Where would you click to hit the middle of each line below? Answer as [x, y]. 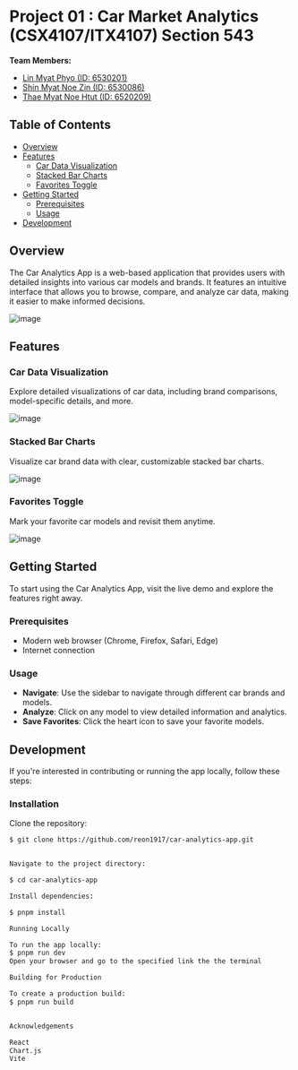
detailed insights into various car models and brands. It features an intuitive [148, 282]
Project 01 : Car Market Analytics [134, 17]
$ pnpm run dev [38, 953]
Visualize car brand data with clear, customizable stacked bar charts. [136, 461]
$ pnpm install [38, 912]
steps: [21, 781]
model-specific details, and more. [72, 401]
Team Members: [40, 60]
